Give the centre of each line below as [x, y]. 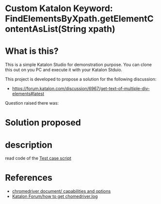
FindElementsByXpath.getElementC [79, 19]
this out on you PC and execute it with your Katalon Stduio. [64, 70]
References [29, 178]
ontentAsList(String [46, 29]
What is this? [32, 51]
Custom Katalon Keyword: [59, 8]
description [29, 145]
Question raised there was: [32, 103]
